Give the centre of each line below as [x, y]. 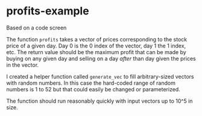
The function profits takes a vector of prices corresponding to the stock [97, 39]
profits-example [48, 11]
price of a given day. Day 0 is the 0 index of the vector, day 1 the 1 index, [96, 46]
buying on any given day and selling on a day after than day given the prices [101, 58]
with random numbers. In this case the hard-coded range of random [91, 83]
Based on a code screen [36, 28]
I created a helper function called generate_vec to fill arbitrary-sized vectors [100, 76]
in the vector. [23, 65]
